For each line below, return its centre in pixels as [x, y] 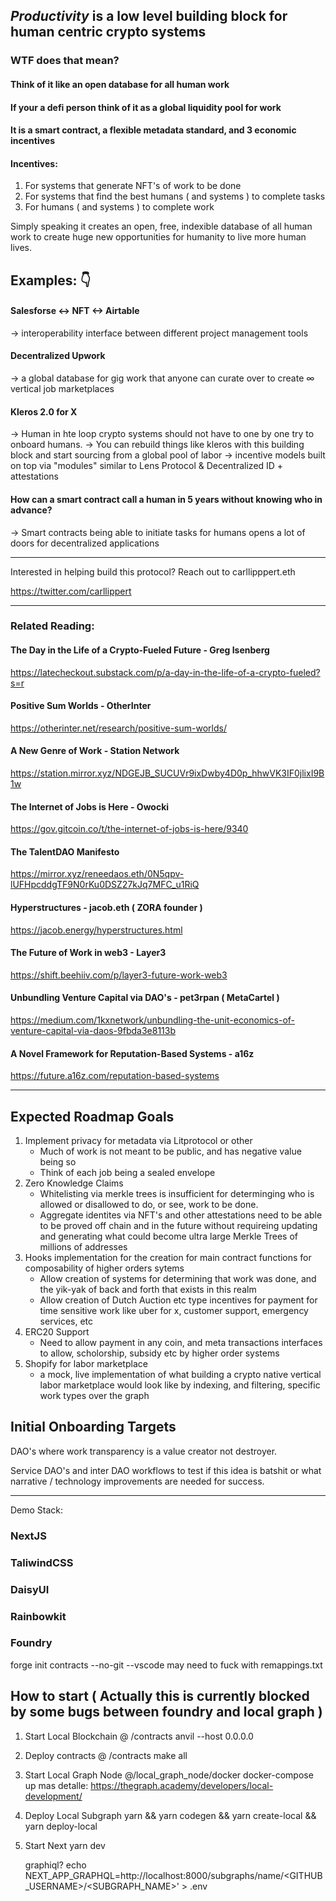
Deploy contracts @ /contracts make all [106, 1755]
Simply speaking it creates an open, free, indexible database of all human [161, 226]
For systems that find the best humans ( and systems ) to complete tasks [175, 196]
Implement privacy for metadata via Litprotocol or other [138, 1141]
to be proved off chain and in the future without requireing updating [178, 1226]
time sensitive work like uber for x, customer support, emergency [174, 1311]
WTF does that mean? [65, 61]
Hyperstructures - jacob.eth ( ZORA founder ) [106, 908]
